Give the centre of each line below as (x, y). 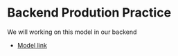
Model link (32, 45)
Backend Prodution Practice (89, 13)
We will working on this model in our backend (72, 32)
